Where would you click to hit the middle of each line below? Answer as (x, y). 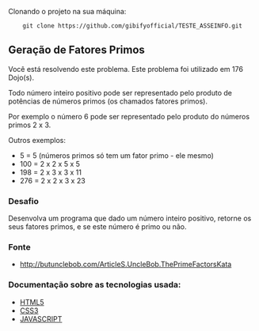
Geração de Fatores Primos (76, 50)
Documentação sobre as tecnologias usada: (95, 285)
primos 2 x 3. (30, 125)
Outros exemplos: (37, 140)
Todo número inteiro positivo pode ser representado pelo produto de (120, 92)
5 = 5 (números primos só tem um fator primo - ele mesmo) (116, 155)
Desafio (24, 201)
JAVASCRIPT (41, 318)
